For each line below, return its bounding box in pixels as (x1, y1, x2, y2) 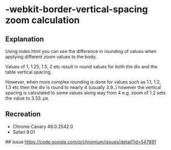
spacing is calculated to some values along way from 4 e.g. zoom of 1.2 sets (5, 90, 166, 95)
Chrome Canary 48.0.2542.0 (12, 123, 74, 130)
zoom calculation (5, 14, 80, 26)
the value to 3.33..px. (5, 95, 50, 101)
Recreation (5, 110, 41, 118)
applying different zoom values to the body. (5, 54, 97, 60)
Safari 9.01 (12, 129, 35, 135)
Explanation (5, 35, 44, 43)
